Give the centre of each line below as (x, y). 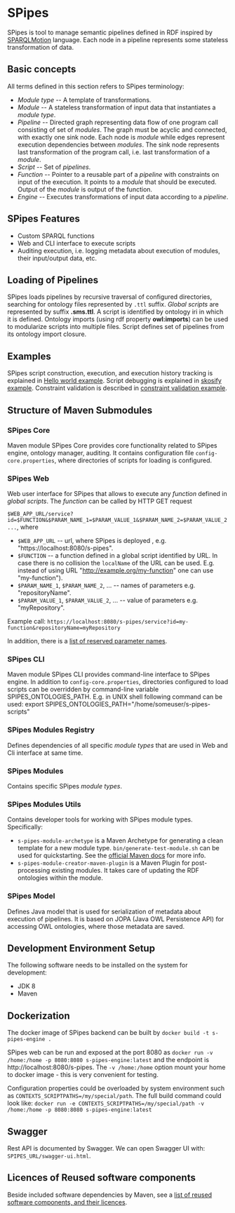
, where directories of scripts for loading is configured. (133, 460)
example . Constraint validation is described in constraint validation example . (117, 388)
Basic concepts (42, 69)
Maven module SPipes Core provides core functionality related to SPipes (112, 445)
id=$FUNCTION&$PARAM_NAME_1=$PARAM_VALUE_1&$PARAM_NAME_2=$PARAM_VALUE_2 (117, 521)
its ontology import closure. (47, 334)
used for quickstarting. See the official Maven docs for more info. (112, 856)
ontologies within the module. (60, 878)
